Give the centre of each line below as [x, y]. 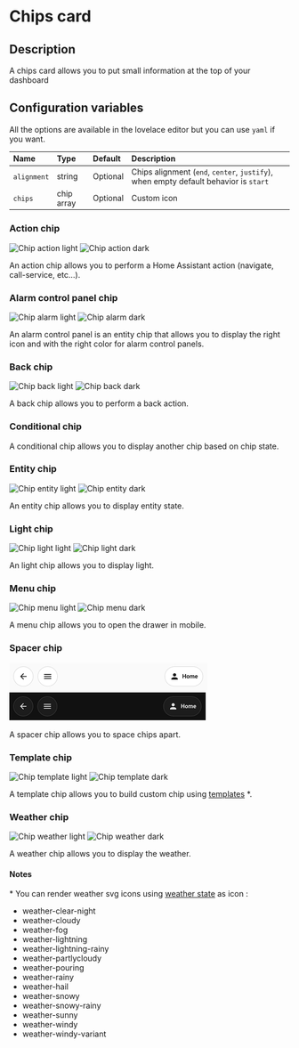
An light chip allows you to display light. [81, 565]
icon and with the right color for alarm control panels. [107, 344]
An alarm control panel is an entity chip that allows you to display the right [145, 334]
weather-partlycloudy [62, 958]
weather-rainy [48, 978]
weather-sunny [50, 1015]
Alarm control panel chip [64, 297]
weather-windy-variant [64, 1034]
